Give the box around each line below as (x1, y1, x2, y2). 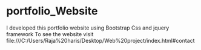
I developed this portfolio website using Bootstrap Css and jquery (6, 24, 170, 31)
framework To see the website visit (6, 30, 94, 37)
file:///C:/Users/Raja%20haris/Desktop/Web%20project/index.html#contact (6, 37, 195, 44)
